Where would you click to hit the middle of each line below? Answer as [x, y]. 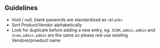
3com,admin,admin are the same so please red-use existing [70, 35]
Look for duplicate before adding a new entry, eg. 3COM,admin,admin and [83, 30]
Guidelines [21, 8]
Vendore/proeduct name [36, 40]
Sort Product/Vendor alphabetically [47, 25]
